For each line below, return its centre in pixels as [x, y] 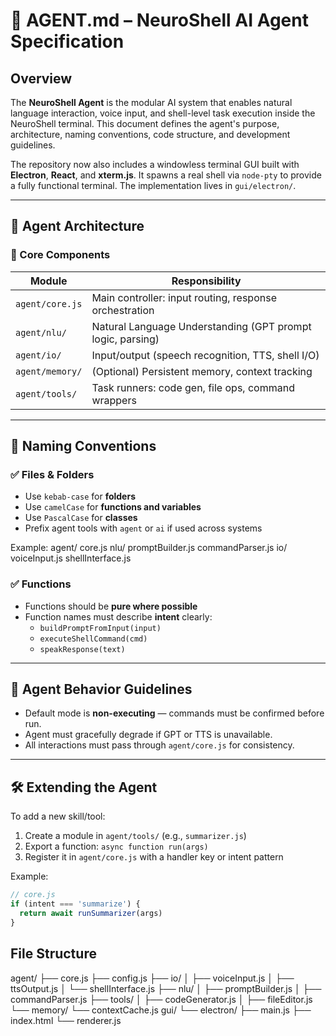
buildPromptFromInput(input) [100, 628]
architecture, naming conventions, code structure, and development [150, 134]
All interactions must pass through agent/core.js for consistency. [159, 745]
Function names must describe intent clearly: [118, 616]
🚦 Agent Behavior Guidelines [101, 689]
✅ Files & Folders [52, 474]
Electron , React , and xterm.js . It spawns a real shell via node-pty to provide [166, 175]
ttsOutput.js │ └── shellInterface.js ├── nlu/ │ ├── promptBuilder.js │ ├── [166, 988]
